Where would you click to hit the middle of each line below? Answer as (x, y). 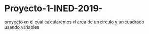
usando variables (22, 27)
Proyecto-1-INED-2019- (54, 8)
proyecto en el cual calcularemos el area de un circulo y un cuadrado (74, 22)
